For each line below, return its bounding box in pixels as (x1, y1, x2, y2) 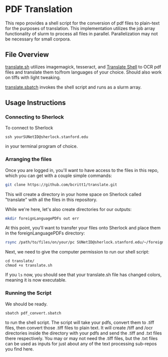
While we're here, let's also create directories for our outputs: (5, 206, 131, 212)
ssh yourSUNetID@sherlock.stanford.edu (5, 134, 88, 139)
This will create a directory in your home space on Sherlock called (5, 191, 141, 197)
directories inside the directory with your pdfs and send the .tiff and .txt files (5, 330, 162, 336)
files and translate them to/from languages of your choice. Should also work (5, 69, 162, 75)
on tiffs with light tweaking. (5, 74, 61, 80)
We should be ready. (5, 301, 48, 307)
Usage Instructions (5, 98, 66, 107)
